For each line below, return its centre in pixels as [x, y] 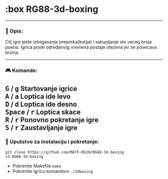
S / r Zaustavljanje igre [41, 128]
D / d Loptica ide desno [41, 104]
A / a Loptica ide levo [38, 96]
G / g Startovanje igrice [41, 88]
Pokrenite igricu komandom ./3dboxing [53, 171]
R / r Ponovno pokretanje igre [52, 120]
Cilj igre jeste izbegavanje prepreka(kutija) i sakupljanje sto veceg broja [78, 42]
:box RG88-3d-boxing [52, 9]
